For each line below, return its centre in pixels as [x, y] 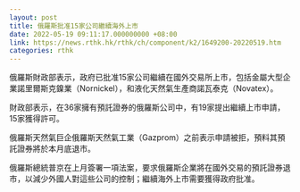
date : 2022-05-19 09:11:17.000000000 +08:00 [93, 34]
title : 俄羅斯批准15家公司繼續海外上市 [74, 26]
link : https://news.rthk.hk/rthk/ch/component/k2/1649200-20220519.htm [145, 42]
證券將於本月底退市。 [56, 149]
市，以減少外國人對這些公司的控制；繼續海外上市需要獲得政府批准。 [134, 179]
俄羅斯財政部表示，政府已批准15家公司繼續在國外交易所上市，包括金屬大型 [146, 78]
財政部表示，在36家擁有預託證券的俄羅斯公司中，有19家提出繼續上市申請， [147, 107]
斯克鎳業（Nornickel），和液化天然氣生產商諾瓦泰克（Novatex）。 [159, 88]
